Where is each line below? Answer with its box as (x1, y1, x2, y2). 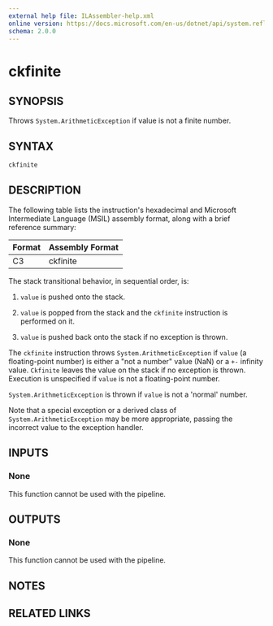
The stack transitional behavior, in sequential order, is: (8, 276, 189, 285)
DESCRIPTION (8, 184, 81, 198)
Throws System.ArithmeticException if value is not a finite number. (8, 115, 232, 126)
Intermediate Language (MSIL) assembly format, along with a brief (8, 213, 231, 224)
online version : (8, 20, 63, 28)
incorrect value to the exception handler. (8, 422, 144, 432)
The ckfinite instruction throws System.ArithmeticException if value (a (8, 347, 247, 358)
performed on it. (19, 316, 76, 326)
